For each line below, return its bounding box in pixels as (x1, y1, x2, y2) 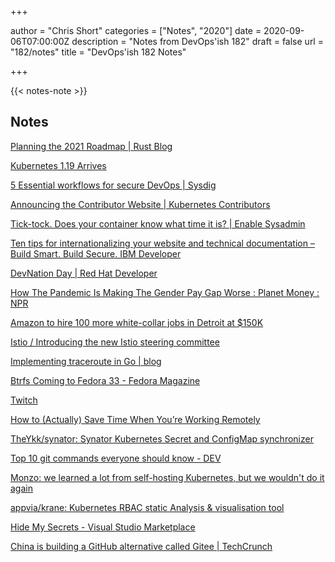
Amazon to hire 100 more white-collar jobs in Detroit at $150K (10, 316, 264, 328)
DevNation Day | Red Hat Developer (10, 267, 158, 279)
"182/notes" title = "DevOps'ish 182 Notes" (10, 46, 187, 58)
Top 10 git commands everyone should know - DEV (10, 452, 222, 464)
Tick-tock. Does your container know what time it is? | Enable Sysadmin (10, 217, 306, 230)
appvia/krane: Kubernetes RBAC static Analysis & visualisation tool (10, 501, 285, 513)
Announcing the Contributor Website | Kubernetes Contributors (10, 198, 271, 210)
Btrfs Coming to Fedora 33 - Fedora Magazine (10, 374, 201, 386)
